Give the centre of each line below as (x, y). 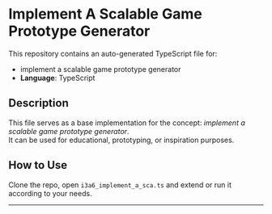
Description (38, 103)
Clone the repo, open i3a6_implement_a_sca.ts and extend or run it (120, 185)
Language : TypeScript (57, 78)
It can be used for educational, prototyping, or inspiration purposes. (121, 140)
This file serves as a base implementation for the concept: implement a (127, 123)
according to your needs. (50, 193)
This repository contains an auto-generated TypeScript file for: (113, 53)
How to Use (38, 165)
